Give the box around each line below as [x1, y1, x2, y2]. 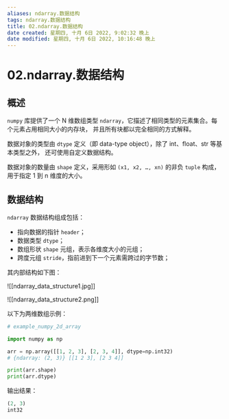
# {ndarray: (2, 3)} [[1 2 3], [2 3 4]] [7, 354, 125, 361]
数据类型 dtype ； [16, 236, 65, 244]
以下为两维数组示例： [7, 309, 67, 317]
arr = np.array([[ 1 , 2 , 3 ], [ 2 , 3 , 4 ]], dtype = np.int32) [7, 348, 173, 355]
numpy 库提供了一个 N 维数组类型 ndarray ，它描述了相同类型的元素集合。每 [7, 116, 218, 125]
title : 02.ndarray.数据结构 [7, 23, 84, 30]
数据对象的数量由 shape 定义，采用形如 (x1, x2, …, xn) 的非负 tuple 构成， [7, 163, 221, 171]
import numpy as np [7, 335, 63, 343]
